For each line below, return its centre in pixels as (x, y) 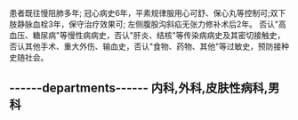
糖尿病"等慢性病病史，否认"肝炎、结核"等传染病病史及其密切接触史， (159, 35)
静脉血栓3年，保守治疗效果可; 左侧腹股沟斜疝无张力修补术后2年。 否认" (147, 24)
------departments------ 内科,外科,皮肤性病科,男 (145, 88)
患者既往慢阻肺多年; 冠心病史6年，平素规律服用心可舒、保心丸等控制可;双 (144, 13)
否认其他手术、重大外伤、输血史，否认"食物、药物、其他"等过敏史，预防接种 (149, 46)
